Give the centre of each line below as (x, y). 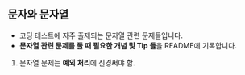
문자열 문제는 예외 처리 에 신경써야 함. (77, 62)
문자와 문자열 (38, 15)
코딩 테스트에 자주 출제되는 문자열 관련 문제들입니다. (101, 35)
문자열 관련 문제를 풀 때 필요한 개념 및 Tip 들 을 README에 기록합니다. (128, 45)
